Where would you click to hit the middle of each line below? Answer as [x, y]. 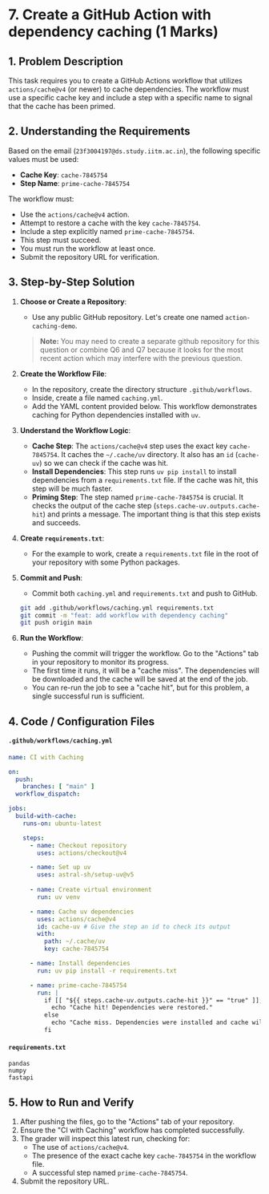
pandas [19, 1064]
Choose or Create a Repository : [73, 302]
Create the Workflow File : [63, 374]
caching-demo [54, 326]
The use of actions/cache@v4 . [80, 1147]
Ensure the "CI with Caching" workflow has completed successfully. [132, 1130]
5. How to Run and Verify [71, 1102]
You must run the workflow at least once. [88, 248]
